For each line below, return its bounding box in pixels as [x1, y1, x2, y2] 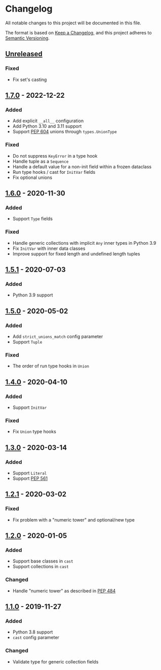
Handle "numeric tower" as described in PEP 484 [12, 587, 116, 593]
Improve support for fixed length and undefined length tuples [12, 250, 140, 256]
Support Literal [12, 470, 47, 476]
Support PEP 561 [12, 475, 48, 481]
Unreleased [5, 50, 43, 58]
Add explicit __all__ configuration [12, 118, 84, 124]
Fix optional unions [12, 174, 52, 180]
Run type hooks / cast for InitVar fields [12, 169, 96, 175]
